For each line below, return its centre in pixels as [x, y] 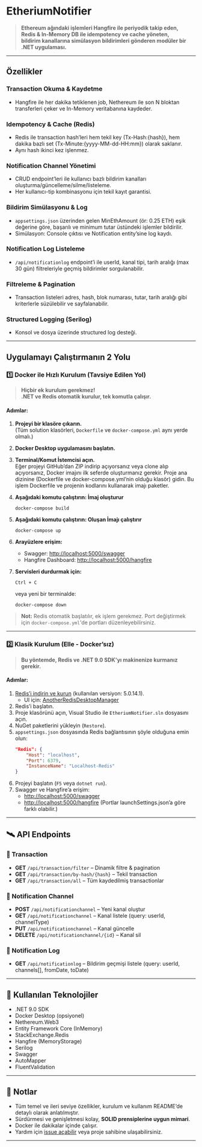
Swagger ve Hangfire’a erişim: [52, 790]
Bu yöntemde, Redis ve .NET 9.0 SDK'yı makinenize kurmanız [99, 660]
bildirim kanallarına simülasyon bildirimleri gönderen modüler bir [103, 40]
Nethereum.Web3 [37, 1022]
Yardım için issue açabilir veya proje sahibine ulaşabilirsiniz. [89, 1132]
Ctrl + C [26, 583]
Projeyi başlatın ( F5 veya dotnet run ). [61, 784]
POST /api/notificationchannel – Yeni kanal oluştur [80, 909]
